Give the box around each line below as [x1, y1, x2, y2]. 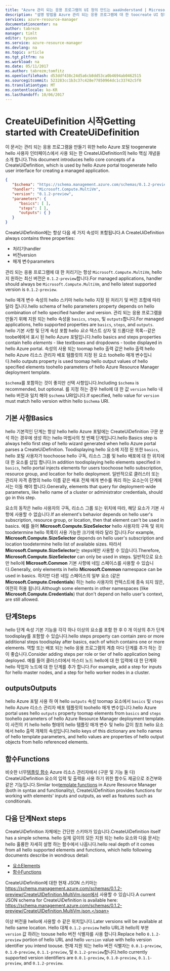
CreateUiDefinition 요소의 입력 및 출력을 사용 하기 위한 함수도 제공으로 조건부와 [5, 775, 162, 782]
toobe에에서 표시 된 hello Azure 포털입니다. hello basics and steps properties [5, 334, 161, 340]
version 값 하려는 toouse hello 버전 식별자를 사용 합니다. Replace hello [5, 931, 146, 937]
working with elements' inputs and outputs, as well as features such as [5, 793, 153, 799]
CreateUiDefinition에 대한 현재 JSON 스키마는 [5, 880, 98, 886]
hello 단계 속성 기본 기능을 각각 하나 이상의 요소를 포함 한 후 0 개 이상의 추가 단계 [5, 626, 164, 632]
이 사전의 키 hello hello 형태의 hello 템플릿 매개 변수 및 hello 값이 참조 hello [5, 722, 154, 728]
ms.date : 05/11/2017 [5, 64, 49, 69]
